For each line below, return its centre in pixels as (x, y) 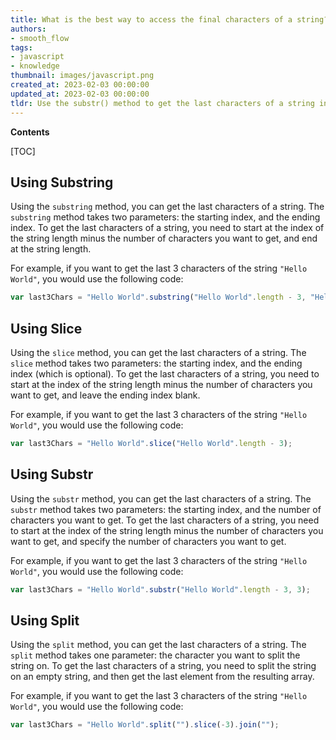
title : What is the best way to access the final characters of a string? (169, 19)
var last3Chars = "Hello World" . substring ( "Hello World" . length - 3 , (158, 297)
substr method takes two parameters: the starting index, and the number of (166, 509)
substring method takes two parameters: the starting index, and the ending (165, 217)
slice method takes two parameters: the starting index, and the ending (156, 363)
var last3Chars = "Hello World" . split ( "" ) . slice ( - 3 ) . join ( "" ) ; (145, 725)
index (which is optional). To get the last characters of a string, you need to (165, 374)
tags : (21, 47)
